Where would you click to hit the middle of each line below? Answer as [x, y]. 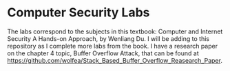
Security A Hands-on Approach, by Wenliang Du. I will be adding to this [108, 38]
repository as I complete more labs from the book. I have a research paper [113, 46]
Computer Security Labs [79, 13]
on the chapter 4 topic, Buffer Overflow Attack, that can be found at [103, 53]
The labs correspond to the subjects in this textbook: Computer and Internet [115, 31]
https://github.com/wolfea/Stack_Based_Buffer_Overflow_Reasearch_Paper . [115, 60]
